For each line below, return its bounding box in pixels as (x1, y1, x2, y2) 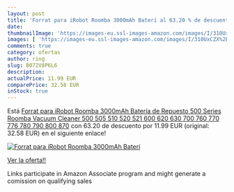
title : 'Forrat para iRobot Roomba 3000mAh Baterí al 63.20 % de (7, 17, 201, 24)
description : (7, 68, 45, 75)
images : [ (7, 36, 36, 43)
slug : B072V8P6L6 (7, 62, 58, 69)
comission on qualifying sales (7, 177, 93, 185)
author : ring (7, 56, 45, 63)
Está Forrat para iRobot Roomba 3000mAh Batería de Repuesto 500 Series (7, 107, 221, 115)
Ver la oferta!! (7, 156, 47, 164)
